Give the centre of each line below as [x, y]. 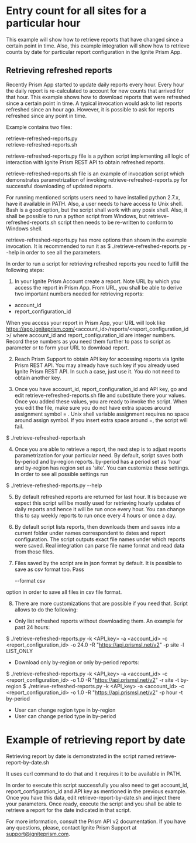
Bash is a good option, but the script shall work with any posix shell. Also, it [97, 210]
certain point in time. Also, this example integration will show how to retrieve [98, 46]
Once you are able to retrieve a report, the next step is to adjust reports [100, 449]
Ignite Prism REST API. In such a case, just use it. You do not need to [97, 371]
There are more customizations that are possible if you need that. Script [101, 603]
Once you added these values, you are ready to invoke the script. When [101, 401]
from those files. [34, 552]
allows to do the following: [46, 609]
